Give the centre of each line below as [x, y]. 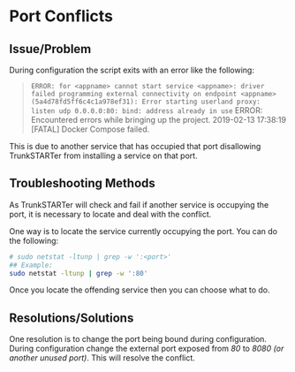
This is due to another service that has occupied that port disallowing [135, 146]
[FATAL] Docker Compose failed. [90, 129]
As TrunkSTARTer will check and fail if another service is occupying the [139, 204]
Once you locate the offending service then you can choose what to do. [140, 290]
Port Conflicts [61, 16]
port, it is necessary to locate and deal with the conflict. [110, 214]
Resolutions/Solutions [72, 318]
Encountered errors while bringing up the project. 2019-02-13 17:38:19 [159, 120]
